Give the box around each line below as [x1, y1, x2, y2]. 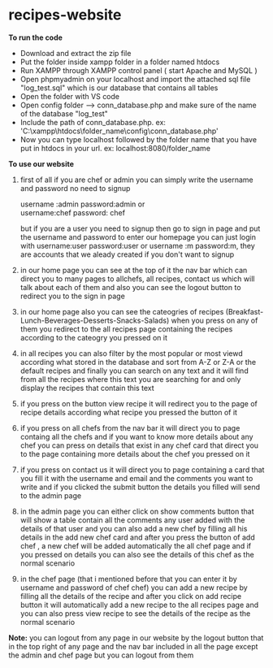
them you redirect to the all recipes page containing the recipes [19, 323, 233, 334]
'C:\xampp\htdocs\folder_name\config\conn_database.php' [19, 126, 219, 136]
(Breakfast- [225, 306, 264, 316]
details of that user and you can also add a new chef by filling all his [19, 523, 248, 533]
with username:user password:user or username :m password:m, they [19, 241, 256, 250]
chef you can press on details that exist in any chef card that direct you [19, 440, 258, 450]
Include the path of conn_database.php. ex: [19, 117, 167, 127]
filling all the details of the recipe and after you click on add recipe [19, 591, 242, 601]
